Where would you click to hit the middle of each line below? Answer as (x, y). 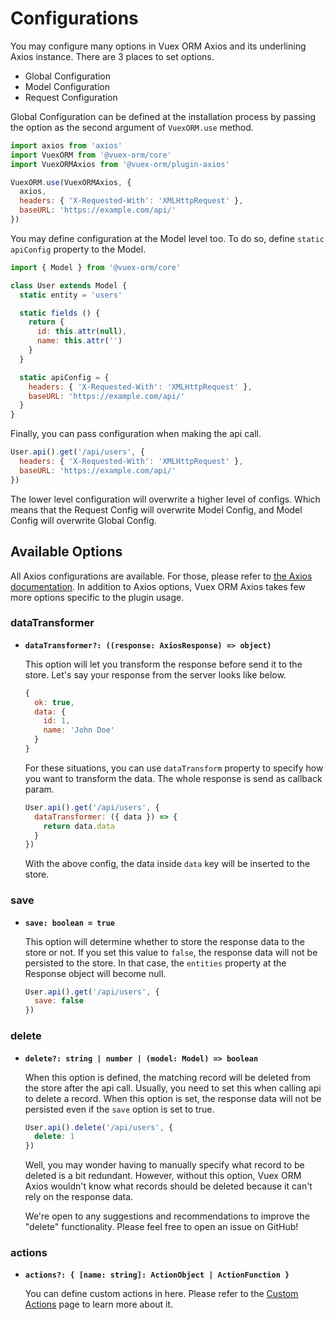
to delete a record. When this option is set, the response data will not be (173, 1098)
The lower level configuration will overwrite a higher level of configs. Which (165, 499)
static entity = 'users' (71, 295)
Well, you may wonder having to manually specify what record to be (164, 1165)
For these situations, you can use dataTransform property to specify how (174, 768)
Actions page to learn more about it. (99, 1304)
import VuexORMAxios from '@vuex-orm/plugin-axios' (120, 164)
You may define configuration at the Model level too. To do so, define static (167, 238)
